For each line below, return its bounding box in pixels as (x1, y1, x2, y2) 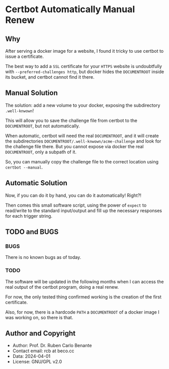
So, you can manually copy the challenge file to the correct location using (5, 158, 159, 164)
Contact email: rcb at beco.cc (12, 348, 74, 354)
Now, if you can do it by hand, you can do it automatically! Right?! (5, 192, 142, 198)
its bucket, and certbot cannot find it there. (5, 74, 95, 80)
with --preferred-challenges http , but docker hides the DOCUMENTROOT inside (5, 69, 164, 75)
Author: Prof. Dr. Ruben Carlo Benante (12, 343, 92, 349)
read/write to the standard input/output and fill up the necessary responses (5, 207, 162, 214)
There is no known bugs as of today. (5, 254, 81, 260)
